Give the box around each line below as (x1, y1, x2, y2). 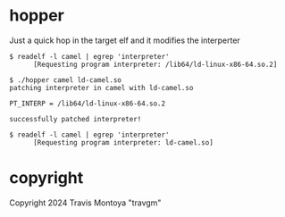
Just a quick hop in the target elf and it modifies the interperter (9, 35, 241, 46)
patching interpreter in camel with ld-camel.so (9, 83, 194, 92)
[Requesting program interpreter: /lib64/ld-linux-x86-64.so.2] (32, 60, 278, 69)
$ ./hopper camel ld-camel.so (9, 75, 122, 85)
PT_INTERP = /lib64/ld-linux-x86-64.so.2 (9, 99, 166, 108)
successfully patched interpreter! (9, 114, 142, 123)
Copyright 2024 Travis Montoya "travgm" (9, 197, 162, 208)
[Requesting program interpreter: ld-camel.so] (32, 138, 214, 147)
